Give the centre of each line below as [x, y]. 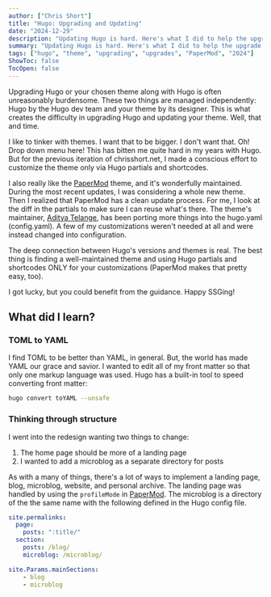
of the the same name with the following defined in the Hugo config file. [128, 502]
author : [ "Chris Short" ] [50, 16]
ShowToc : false [34, 61]
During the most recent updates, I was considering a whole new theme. [127, 192]
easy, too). [26, 276]
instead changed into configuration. [68, 235]
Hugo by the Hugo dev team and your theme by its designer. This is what [129, 108]
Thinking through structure [63, 419]
